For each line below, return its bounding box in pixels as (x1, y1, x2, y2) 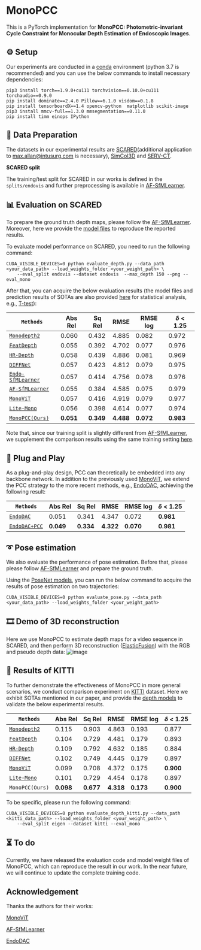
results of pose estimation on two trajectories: (6, 583, 120, 590)
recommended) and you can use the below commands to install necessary (6, 69, 190, 77)
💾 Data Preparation (6, 130, 78, 140)
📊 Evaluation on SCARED (6, 199, 102, 210)
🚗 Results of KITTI (6, 665, 75, 676)
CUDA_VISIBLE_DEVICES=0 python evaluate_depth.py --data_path (6, 261, 165, 267)
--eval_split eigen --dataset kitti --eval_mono (17, 821, 141, 827)
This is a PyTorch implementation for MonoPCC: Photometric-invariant (6, 23, 183, 31)
